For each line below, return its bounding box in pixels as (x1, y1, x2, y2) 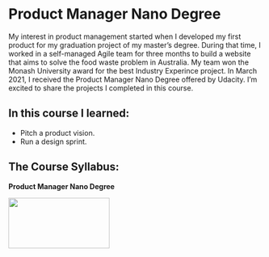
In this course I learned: (8, 107, 130, 120)
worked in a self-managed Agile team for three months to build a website (8, 48, 251, 58)
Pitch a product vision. (19, 128, 95, 137)
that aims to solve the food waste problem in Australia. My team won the (8, 57, 249, 67)
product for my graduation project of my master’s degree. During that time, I (8, 40, 261, 49)
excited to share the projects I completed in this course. (8, 82, 194, 93)
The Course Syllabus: (8, 160, 120, 174)
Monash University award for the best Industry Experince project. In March (8, 65, 258, 75)
